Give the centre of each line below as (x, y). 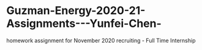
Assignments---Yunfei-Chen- (84, 23)
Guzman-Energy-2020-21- (76, 11)
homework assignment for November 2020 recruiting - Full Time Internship (101, 40)
